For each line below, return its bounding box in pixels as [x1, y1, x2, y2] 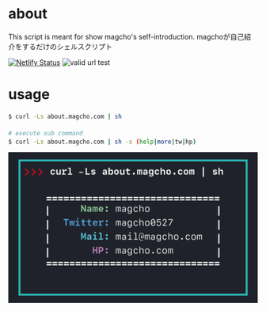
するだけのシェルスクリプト [21, 41, 112, 51]
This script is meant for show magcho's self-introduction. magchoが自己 [8, 32, 245, 41]
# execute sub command [8, 129, 83, 137]
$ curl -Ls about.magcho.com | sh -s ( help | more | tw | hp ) [8, 138, 196, 146]
